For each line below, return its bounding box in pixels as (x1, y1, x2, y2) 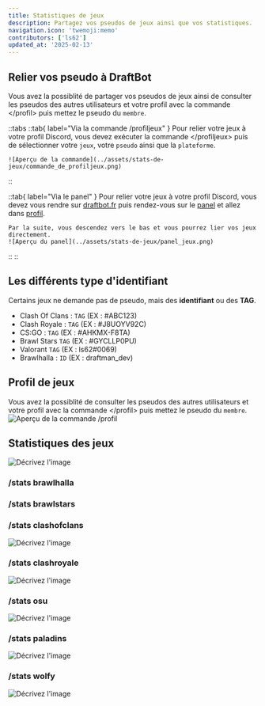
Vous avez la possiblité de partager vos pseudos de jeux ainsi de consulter (8, 91, 252, 101)
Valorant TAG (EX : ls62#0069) (19, 344, 117, 354)
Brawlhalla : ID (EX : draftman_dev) (19, 353, 134, 362)
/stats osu (8, 595, 48, 606)
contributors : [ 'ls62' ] (8, 33, 87, 42)
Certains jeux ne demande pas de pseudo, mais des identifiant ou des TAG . (8, 295, 256, 305)
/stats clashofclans (8, 520, 84, 531)
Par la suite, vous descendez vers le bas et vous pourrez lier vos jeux (8, 223, 257, 232)
